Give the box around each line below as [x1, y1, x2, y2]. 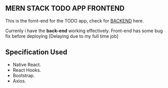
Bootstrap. [12, 72, 35, 78]
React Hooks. [12, 67, 41, 73]
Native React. [12, 61, 41, 68]
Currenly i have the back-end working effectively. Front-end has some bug [5, 28, 163, 34]
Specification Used [5, 48, 67, 57]
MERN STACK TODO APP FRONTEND [5, 4, 125, 13]
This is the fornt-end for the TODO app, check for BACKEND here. [5, 17, 144, 24]
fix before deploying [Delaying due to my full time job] [5, 33, 118, 39]
